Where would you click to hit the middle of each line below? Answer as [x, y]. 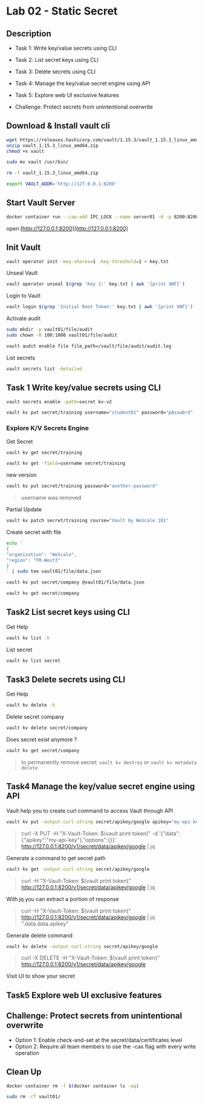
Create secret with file [34, 532]
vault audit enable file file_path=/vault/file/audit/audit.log [89, 346]
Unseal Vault [22, 273]
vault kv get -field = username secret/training [66, 463]
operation [27, 1053]
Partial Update [24, 509]
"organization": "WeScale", [42, 554]
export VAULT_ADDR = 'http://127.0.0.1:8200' [62, 184]
